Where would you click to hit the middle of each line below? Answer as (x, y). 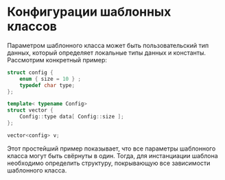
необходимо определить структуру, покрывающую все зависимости (109, 163)
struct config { (30, 73)
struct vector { (30, 110)
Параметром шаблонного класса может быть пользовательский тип (108, 45)
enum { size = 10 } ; (50, 79)
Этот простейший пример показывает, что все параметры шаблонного (111, 149)
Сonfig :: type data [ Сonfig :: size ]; (72, 117)
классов (32, 26)
